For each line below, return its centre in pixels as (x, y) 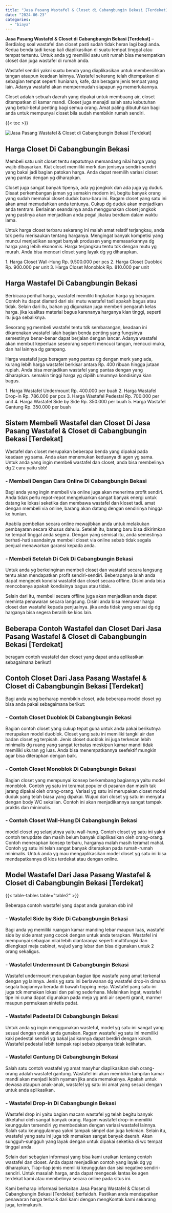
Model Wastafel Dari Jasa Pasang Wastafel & (78, 875)
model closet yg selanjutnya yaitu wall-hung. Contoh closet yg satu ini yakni (85, 832)
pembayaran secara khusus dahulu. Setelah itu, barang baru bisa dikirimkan (85, 529)
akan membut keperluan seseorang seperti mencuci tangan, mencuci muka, (85, 343)
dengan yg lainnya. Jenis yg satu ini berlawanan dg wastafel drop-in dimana (86, 981)
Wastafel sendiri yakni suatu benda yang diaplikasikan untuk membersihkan (85, 71)
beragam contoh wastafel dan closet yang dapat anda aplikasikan (75, 657)
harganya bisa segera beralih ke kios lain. (49, 613)
